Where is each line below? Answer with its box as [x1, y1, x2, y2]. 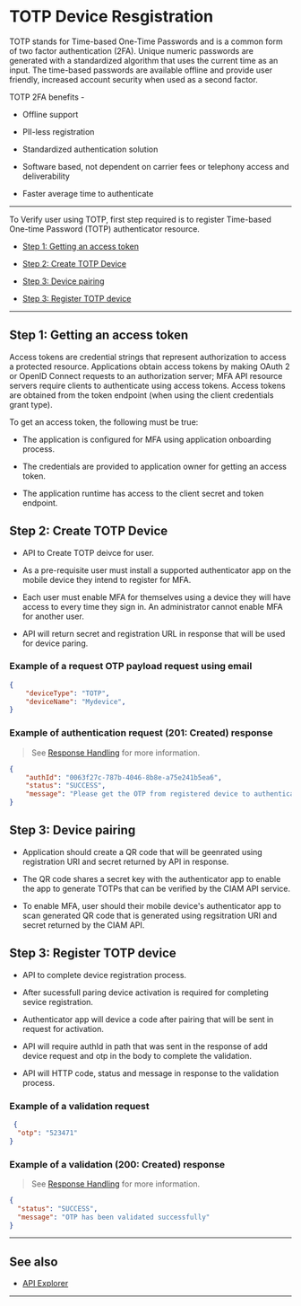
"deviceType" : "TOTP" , [25, 689, 110, 698]
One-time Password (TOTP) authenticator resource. [9, 223, 200, 234]
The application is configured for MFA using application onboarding [21, 434, 271, 445]
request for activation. [21, 1023, 105, 1034]
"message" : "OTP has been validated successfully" [17, 1213, 211, 1222]
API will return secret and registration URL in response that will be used [21, 628, 286, 639]
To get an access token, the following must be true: [9, 416, 199, 428]
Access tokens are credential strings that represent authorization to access [9, 351, 287, 362]
